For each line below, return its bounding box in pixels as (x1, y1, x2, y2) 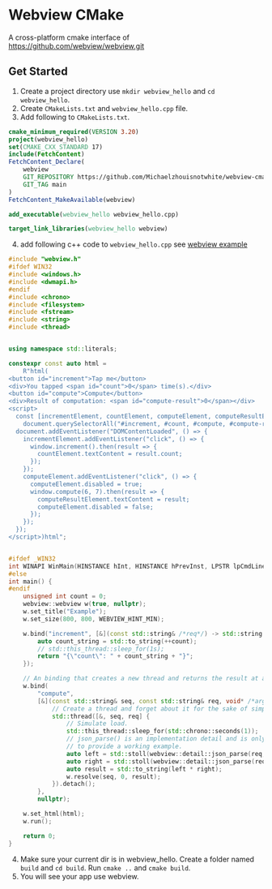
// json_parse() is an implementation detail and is (66, 735, 249, 743)
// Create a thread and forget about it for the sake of (51, 704, 249, 713)
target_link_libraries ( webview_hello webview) (8, 225, 168, 233)
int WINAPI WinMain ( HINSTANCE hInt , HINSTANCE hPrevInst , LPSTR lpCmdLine (8, 562, 266, 570)
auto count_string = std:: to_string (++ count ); (37, 637, 198, 646)
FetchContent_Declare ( (8, 158, 85, 166)
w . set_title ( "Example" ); (23, 608, 107, 616)
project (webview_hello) (8, 135, 89, 144)
